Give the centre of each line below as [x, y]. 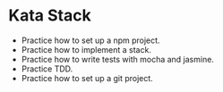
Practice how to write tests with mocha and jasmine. [117, 59]
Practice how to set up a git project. [87, 78]
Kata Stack [50, 16]
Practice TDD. [47, 69]
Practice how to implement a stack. [86, 49]
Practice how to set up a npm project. [90, 40]
